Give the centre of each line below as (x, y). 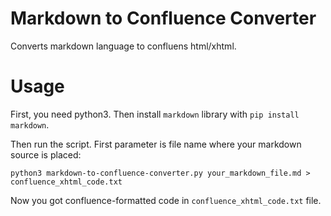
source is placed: (46, 154)
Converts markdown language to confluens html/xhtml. (123, 46)
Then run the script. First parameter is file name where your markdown (156, 144)
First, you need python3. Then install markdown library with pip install (155, 114)
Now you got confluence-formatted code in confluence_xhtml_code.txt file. (166, 200)
